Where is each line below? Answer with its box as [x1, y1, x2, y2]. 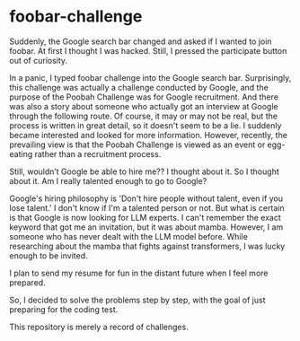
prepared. [9, 276, 47, 288]
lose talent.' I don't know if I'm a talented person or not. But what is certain [9, 202, 285, 213]
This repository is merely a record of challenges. [9, 321, 189, 332]
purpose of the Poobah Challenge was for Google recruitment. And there [9, 92, 278, 102]
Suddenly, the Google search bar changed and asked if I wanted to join [9, 36, 272, 47]
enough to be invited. [9, 249, 88, 261]
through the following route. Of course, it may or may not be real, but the [9, 110, 278, 121]
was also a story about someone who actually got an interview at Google [9, 101, 278, 111]
